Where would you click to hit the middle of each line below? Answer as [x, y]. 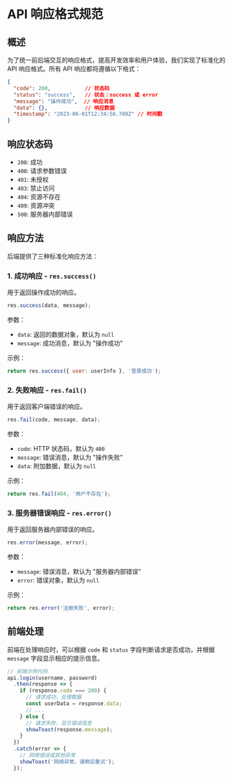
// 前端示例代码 [27, 671]
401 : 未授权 [33, 179]
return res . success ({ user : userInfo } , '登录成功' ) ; [84, 371]
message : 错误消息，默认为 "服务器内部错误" [79, 572]
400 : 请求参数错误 [42, 170]
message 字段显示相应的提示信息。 [55, 658]
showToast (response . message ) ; [69, 729]
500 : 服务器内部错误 [45, 214]
